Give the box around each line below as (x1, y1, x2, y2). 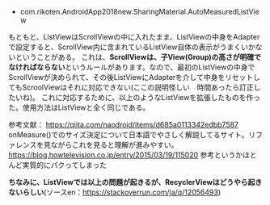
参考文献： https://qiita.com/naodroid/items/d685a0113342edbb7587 (8, 120, 239, 129)
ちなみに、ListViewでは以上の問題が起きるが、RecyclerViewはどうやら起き (8, 178, 263, 186)
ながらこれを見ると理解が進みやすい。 (50, 140, 179, 149)
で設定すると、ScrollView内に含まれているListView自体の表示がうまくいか (8, 42, 256, 52)
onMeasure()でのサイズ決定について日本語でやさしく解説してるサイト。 (8, 130, 249, 140)
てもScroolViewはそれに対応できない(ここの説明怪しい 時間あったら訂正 (8, 82, 255, 92)
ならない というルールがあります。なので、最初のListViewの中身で (36, 62, 255, 72)
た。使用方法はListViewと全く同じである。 (8, 102, 150, 112)
